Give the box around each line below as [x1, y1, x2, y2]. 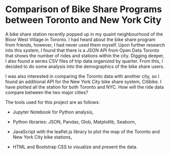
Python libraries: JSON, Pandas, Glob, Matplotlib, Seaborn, [12, 119, 136, 125]
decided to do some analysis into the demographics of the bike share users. [5, 63, 164, 69]
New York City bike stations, [12, 134, 72, 140]
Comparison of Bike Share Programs [5, 4, 162, 15]
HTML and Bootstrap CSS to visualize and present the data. [12, 143, 138, 150]
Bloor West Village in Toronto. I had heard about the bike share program [5, 36, 156, 43]
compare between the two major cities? [5, 89, 89, 95]
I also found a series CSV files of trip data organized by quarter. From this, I [5, 58, 163, 64]
